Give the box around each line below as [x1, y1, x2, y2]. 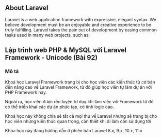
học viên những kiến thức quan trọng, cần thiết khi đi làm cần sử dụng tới [5, 118, 151, 124]
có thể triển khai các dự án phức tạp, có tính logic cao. [5, 104, 114, 110]
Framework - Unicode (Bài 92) [5, 54, 98, 62]
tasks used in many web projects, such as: [5, 32, 90, 38]
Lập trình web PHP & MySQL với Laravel [5, 46, 127, 55]
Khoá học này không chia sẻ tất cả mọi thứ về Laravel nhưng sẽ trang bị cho [5, 113, 157, 119]
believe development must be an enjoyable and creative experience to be [5, 22, 152, 28]
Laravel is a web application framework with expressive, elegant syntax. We [5, 16, 157, 22]
